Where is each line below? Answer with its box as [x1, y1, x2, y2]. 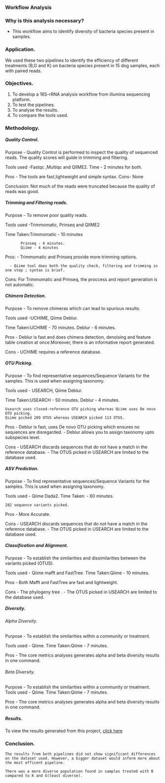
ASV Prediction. [5, 466, 39, 471]
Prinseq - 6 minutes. [20, 241, 65, 246]
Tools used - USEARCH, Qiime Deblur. [5, 387, 83, 393]
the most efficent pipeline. [5, 760, 65, 765]
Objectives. [5, 80, 34, 87]
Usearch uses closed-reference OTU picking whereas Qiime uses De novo [5, 406, 156, 411]
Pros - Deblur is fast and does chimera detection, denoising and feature [5, 334, 151, 340]
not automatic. [5, 281, 35, 287]
